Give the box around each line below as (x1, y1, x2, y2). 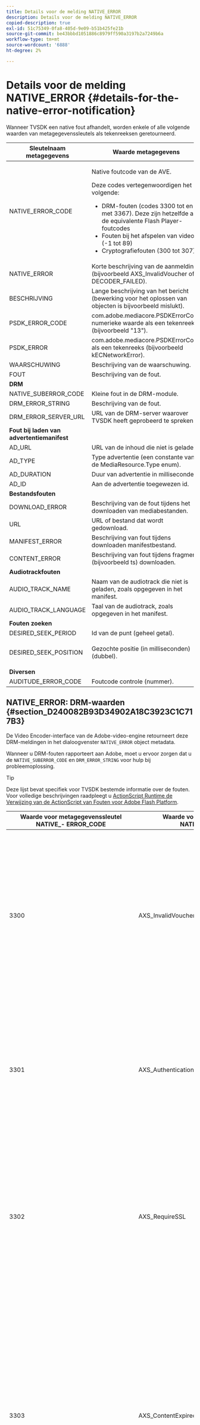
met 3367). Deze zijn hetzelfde (101, 209, 189, 218)
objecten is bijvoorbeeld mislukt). (91, 302, 185, 310)
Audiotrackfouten (9, 568, 61, 576)
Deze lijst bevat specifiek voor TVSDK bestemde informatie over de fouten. (6, 785, 190, 793)
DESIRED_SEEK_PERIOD (9, 628, 77, 637)
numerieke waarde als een (91, 318, 165, 327)
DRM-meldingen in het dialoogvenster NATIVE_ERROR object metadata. (6, 738, 176, 745)
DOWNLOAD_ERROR (9, 503, 67, 511)
